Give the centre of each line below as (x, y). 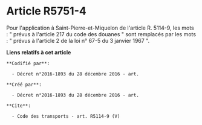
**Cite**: (19, 106)
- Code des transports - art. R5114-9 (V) (66, 116)
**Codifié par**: (28, 63)
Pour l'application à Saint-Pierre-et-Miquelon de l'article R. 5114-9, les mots (100, 28)
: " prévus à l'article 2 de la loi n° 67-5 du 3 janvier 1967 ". (78, 40)
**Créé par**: (24, 85)
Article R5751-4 (46, 11)
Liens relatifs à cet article (39, 52)
